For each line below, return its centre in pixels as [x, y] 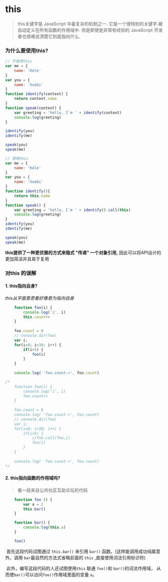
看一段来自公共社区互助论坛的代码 [52, 490]
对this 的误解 [21, 273]
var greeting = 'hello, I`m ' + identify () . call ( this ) [72, 210]
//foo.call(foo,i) [51, 438]
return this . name [32, 196]
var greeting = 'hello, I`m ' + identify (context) [68, 112]
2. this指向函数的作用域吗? [33, 478]
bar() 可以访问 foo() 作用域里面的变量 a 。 [55, 574]
